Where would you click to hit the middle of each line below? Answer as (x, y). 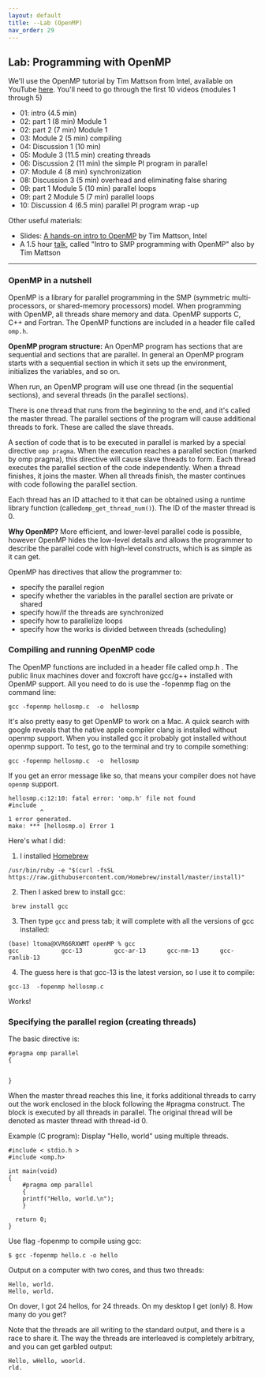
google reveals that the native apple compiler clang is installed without (123, 730)
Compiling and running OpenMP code (82, 650)
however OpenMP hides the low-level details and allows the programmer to (131, 540)
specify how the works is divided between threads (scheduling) (123, 629)
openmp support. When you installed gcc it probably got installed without (127, 738)
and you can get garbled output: (60, 1346)
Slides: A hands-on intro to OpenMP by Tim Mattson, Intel (113, 236)
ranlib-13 (24, 958)
